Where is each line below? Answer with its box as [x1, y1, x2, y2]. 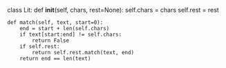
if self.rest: [19, 43, 60, 50]
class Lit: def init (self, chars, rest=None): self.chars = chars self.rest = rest [7, 6, 219, 14]
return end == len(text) [19, 55, 91, 62]
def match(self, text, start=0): [7, 19, 104, 26]
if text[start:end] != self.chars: [19, 31, 122, 38]
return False [32, 37, 70, 44]
